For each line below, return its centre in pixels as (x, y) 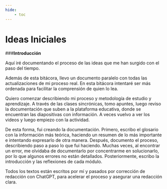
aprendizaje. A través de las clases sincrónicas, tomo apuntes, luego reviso (83, 104)
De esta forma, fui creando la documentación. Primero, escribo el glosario (82, 130)
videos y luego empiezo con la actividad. (48, 120)
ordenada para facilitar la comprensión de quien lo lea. (62, 89)
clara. (11, 182)
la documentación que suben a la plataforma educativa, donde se (73, 109)
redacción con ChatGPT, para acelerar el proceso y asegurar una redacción (84, 177)
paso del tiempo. (23, 68)
